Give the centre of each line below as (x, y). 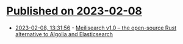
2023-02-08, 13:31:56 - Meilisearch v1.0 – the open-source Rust (96, 28)
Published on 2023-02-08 (74, 11)
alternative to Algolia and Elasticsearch (64, 34)
